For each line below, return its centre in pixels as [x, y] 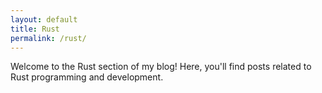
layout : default [44, 19]
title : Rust [35, 29]
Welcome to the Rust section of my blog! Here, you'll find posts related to [161, 67]
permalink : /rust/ [48, 38]
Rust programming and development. [87, 77]
